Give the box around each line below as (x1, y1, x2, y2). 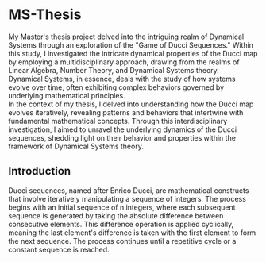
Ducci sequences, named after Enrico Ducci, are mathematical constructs (8, 185, 249, 195)
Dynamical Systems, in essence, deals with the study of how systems (8, 74, 236, 83)
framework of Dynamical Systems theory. (8, 141, 145, 151)
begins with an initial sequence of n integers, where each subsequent (8, 202, 236, 212)
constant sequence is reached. (8, 245, 110, 254)
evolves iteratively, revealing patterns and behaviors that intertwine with (8, 107, 244, 117)
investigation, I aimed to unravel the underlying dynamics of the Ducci (8, 125, 237, 134)
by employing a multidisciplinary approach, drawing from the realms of (8, 57, 240, 67)
